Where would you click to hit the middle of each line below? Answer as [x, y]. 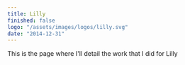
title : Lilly [27, 14]
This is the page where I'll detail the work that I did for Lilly [93, 54]
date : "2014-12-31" [36, 34]
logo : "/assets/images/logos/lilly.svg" [68, 27]
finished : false [31, 20]
